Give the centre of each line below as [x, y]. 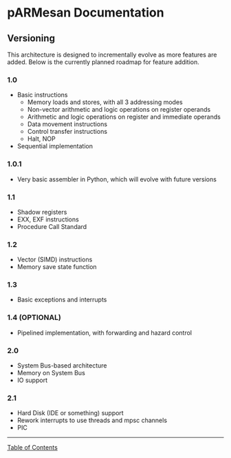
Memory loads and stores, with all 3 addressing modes [105, 102]
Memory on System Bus [51, 373]
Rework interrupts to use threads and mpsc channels [92, 420]
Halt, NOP [42, 139]
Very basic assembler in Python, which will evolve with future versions [117, 179]
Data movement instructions [67, 124]
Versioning [31, 38]
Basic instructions [42, 95]
